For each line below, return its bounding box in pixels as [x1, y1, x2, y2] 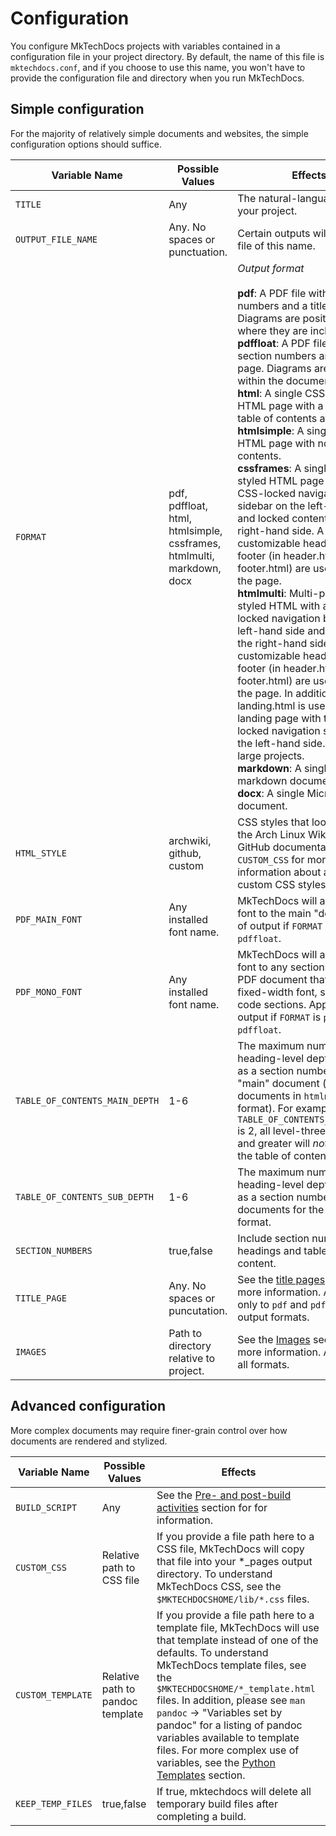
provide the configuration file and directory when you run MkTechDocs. [10, 72, 305, 84]
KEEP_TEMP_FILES [15, 1798, 93, 1809]
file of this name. [237, 238, 316, 252]
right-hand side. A [237, 523, 325, 537]
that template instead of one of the [156, 1633, 319, 1647]
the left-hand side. [237, 736, 326, 750]
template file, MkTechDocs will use [156, 1620, 320, 1634]
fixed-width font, [237, 985, 318, 999]
